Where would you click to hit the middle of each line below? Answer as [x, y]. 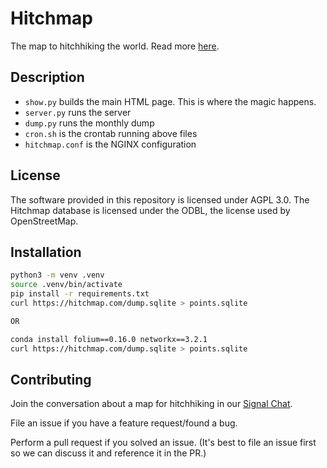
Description [47, 77]
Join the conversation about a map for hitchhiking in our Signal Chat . [151, 404]
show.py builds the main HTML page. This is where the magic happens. [170, 101]
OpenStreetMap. [44, 221]
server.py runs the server [78, 112]
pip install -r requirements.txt [80, 294]
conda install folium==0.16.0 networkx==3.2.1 [109, 339]
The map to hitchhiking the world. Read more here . [115, 46]
